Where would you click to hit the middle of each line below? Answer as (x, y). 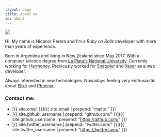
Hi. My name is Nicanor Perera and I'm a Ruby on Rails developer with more (81, 41)
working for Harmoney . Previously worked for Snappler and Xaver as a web (80, 66)
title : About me (21, 14)
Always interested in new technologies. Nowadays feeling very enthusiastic (80, 81)
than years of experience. (31, 46)
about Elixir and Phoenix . (30, 86)
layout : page (18, 9)
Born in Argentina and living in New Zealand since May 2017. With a (72, 56)
